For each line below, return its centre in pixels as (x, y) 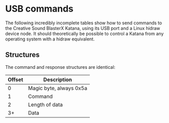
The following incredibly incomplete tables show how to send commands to (84, 23)
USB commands (39, 9)
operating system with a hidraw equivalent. (50, 39)
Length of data (45, 104)
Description (58, 79)
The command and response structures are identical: (60, 67)
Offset (16, 79)
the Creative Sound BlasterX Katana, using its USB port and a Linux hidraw (83, 28)
